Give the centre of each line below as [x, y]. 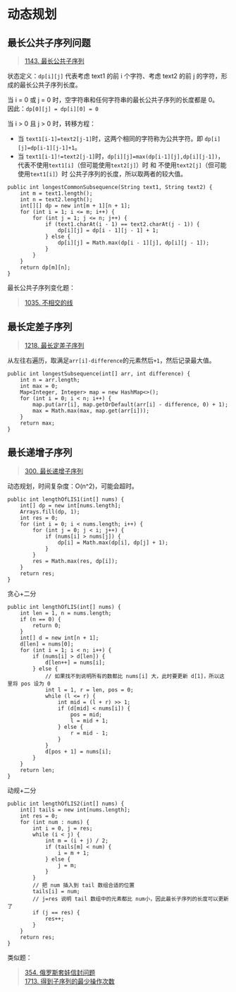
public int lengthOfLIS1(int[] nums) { [66, 499]
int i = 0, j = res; [63, 828]
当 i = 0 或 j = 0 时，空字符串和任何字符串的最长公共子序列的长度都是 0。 [113, 100]
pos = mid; [86, 714]
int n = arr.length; [50, 380]
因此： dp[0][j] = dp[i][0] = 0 [53, 109]
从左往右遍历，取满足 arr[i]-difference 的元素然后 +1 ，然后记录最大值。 [112, 360]
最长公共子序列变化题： [41, 288]
